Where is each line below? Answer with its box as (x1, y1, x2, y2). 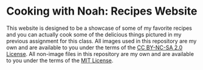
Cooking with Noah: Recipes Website (6, 4, 198, 18)
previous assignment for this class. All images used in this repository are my (6, 37, 197, 44)
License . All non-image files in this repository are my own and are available (6, 50, 194, 57)
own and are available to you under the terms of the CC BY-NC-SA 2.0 (6, 44, 183, 51)
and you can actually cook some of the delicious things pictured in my (6, 30, 182, 38)
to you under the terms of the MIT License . (6, 57, 114, 64)
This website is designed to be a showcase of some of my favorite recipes (6, 24, 193, 32)
